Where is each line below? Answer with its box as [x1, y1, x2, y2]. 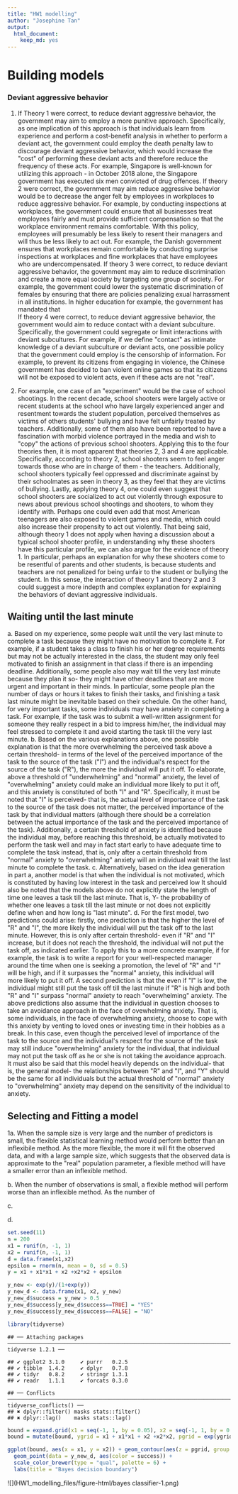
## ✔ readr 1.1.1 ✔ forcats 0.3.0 [7, 1377, 129, 1384]
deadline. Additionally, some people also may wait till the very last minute [7, 667, 221, 676]
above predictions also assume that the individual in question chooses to [7, 999, 220, 1008]
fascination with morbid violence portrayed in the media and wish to [17, 432, 216, 440]
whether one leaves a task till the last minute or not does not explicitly [7, 901, 211, 909]
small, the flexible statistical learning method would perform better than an [7, 1136, 225, 1145]
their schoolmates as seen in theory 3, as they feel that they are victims [17, 477, 226, 485]
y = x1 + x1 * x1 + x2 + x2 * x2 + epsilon [7, 1268, 122, 1276]
